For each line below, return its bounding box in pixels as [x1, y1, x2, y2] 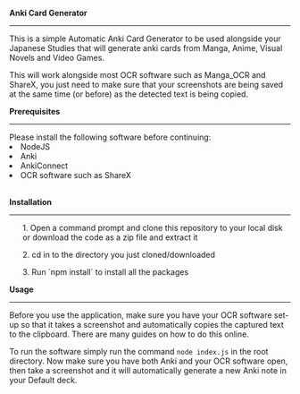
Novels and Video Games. [9, 53, 105, 63]
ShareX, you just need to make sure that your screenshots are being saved [9, 80, 284, 90]
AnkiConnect [21, 160, 69, 171]
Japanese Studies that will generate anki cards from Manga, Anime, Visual [9, 43, 283, 53]
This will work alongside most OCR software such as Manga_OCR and [9, 70, 266, 80]
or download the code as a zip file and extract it [21, 232, 198, 243]
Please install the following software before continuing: [9, 132, 212, 142]
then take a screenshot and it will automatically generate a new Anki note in [9, 365, 287, 375]
